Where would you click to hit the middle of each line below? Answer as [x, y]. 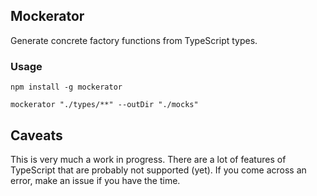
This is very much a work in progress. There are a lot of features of [148, 159]
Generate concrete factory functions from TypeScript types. [134, 40]
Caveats [36, 135]
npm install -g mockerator [66, 87]
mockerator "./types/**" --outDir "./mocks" [104, 105]
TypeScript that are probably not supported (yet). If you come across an [158, 170]
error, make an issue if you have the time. [95, 180]
